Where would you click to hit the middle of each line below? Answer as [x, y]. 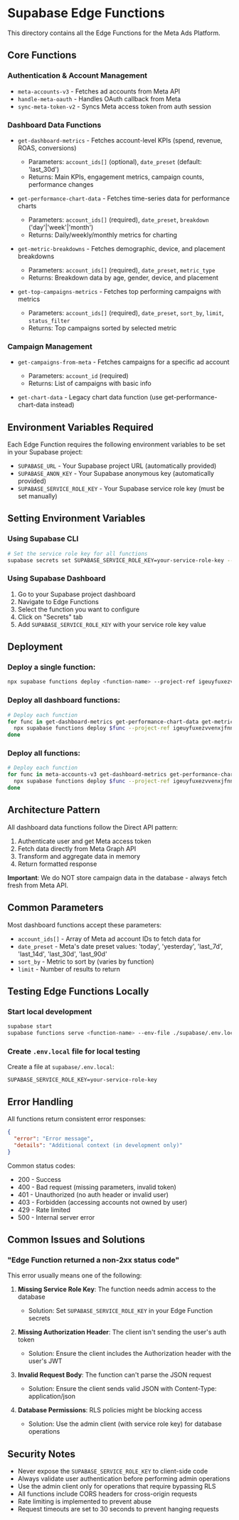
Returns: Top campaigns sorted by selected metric [102, 328]
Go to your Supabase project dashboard [76, 594]
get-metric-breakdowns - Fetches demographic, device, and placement [121, 248]
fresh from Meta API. [38, 885]
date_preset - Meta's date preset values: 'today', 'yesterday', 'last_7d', [120, 946]
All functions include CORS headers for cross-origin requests [107, 1494]
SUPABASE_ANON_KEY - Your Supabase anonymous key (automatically [116, 474]
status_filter [49, 321]
